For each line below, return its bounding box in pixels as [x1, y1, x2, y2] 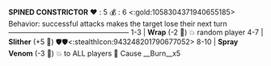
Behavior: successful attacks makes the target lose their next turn [8, 19, 228, 28]
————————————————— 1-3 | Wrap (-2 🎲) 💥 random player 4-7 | [8, 27, 264, 37]
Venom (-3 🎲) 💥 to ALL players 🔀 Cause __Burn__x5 [8, 48, 181, 58]
